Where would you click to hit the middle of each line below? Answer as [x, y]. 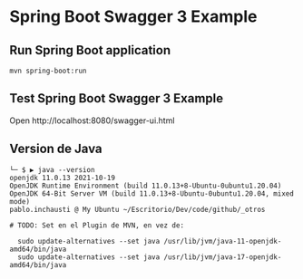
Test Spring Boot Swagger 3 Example [117, 98]
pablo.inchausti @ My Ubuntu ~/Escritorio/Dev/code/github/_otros [137, 209]
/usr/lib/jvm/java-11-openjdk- [223, 241]
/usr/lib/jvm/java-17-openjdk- [223, 257]
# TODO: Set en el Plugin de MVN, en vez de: [97, 225]
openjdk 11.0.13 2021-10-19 [63, 178]
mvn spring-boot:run [49, 71]
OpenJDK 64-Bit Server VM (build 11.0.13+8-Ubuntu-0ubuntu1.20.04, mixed [152, 193]
